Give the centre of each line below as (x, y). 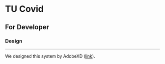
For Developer (27, 27)
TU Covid (25, 9)
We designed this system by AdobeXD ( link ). (50, 56)
